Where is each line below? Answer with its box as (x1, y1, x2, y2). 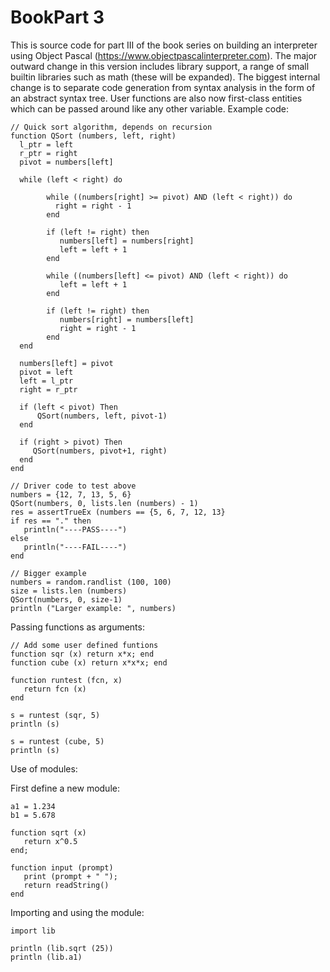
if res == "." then (10, 516, 92, 526)
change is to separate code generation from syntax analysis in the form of (10, 81, 316, 93)
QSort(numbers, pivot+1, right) (32, 446, 168, 456)
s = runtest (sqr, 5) (10, 710, 101, 720)
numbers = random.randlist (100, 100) (10, 577, 172, 587)
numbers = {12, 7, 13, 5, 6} (10, 489, 132, 500)
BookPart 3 (10, 6, 105, 29)
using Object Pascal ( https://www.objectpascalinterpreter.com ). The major (10, 49, 318, 61)
